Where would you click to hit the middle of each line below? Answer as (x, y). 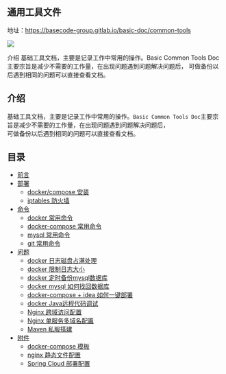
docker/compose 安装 (58, 192)
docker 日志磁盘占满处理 (62, 261)
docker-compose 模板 (59, 347)
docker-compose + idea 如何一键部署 (80, 295)
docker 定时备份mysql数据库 (67, 278)
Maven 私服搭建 (50, 329)
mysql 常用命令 (49, 235)
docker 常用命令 (50, 218)
